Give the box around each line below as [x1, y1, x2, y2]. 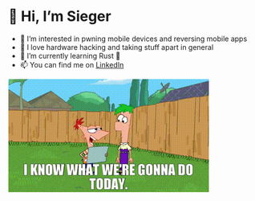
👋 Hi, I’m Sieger [8, 7, 111, 26]
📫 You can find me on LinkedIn [19, 59, 124, 69]
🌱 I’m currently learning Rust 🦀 [19, 51, 121, 60]
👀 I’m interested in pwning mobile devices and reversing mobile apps [19, 34, 248, 43]
